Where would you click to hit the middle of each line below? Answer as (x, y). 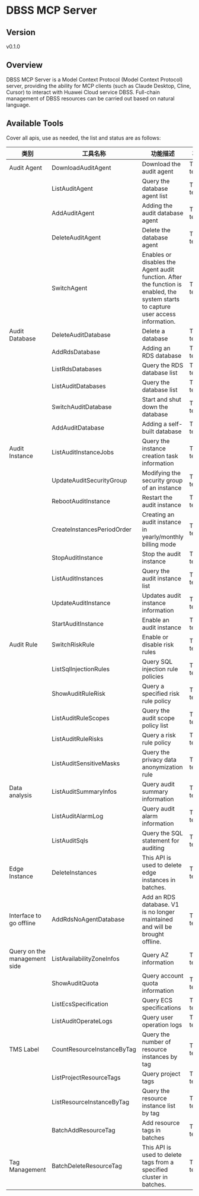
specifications (162, 1008)
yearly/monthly (163, 537)
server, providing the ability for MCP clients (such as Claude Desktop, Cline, (99, 86)
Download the (161, 164)
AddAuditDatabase (78, 427)
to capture (156, 307)
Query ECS (157, 1000)
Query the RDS (163, 365)
